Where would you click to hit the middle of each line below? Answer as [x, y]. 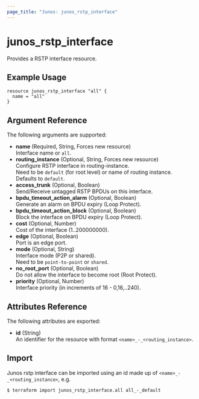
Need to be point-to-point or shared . [62, 262]
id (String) [28, 333]
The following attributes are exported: [54, 321]
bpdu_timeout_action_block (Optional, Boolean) [76, 211]
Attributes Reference [47, 306]
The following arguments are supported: [57, 135]
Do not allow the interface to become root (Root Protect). [86, 275]
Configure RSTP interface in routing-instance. [72, 166]
